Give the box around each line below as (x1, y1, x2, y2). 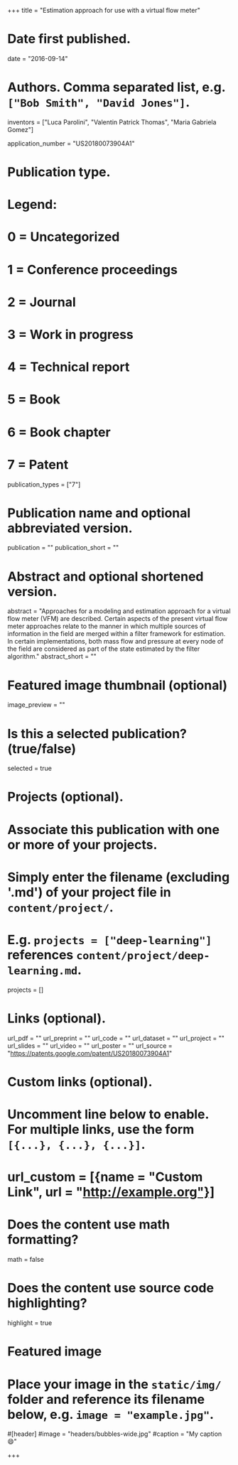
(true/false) (7, 740, 77, 757)
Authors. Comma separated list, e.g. (7, 80, 226, 95)
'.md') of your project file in (7, 884, 172, 900)
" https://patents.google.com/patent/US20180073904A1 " (7, 1049, 173, 1057)
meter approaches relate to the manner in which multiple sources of (7, 622, 206, 631)
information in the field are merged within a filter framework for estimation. (7, 629, 226, 638)
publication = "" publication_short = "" (7, 544, 119, 552)
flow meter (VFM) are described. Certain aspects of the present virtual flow (7, 615, 228, 623)
